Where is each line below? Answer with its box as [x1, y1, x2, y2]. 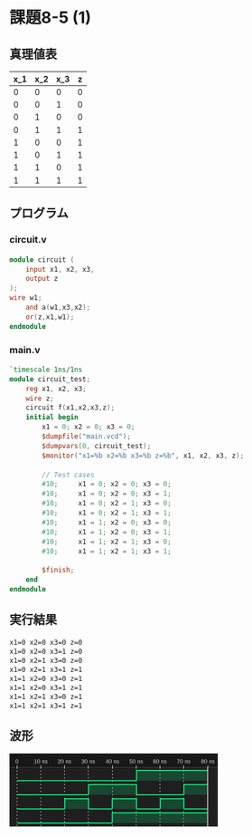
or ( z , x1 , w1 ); [25, 312, 75, 322]
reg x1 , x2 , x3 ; [25, 384, 88, 393]
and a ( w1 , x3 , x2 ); [25, 303, 91, 312]
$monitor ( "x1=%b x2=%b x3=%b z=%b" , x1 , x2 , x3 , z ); [42, 451, 245, 460]
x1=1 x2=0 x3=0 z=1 [9, 674, 83, 683]
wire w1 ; [9, 293, 42, 303]
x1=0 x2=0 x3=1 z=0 [9, 647, 83, 656]
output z [25, 274, 59, 283]
